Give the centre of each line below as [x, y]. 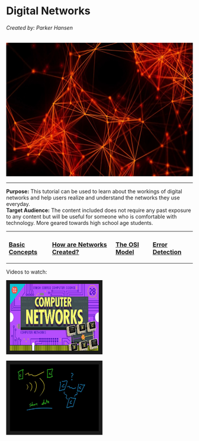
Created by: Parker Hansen [39, 27]
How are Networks [80, 245]
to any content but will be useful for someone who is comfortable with [92, 217]
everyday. [18, 204]
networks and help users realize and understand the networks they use [93, 198]
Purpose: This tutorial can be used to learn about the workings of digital [94, 192]
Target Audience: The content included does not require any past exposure [99, 210]
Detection [167, 252]
